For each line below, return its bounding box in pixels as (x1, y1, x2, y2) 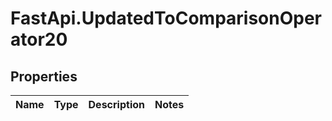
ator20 (10, 28, 68, 51)
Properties (10, 68, 78, 85)
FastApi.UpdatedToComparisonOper (10, 7, 323, 30)
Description (88, 98, 145, 111)
